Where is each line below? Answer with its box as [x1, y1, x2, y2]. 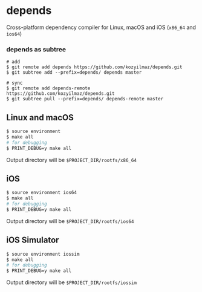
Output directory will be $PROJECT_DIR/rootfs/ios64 [6, 217, 134, 224]
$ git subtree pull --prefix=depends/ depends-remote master [6, 96, 164, 102]
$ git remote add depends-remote [6, 85, 91, 91]
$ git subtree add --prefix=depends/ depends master [6, 70, 142, 76]
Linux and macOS [6, 112, 74, 123]
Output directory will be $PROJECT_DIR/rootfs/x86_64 [6, 156, 137, 163]
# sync [6, 80, 23, 86]
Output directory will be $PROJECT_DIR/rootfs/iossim [6, 279, 137, 286]
